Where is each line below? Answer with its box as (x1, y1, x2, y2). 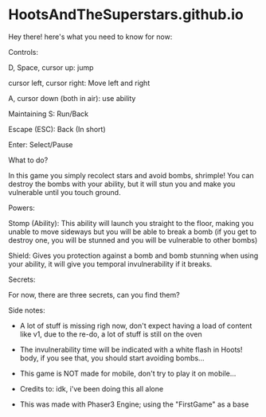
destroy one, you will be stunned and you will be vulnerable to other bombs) (8, 235, 258, 244)
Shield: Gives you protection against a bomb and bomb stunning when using (8, 251, 259, 260)
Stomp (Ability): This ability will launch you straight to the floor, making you (8, 218, 254, 228)
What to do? (8, 155, 49, 165)
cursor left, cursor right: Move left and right (8, 78, 151, 88)
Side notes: (8, 305, 45, 315)
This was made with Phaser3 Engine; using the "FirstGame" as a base (19, 399, 249, 409)
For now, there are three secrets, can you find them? (8, 290, 181, 299)
